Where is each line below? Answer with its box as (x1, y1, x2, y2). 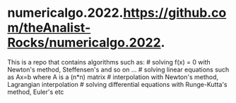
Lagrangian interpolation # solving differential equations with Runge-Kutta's (7, 80, 228, 88)
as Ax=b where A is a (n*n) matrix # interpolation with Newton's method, (7, 72, 219, 81)
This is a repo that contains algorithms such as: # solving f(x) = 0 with (7, 57, 211, 66)
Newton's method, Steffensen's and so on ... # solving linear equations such (7, 65, 230, 74)
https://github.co (123, 5, 227, 21)
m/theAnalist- (7, 20, 91, 36)
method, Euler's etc (7, 88, 64, 96)
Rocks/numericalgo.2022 (7, 35, 161, 50)
